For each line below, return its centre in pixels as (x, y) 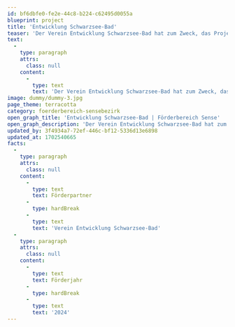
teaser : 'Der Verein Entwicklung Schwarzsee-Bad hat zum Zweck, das (109, 33)
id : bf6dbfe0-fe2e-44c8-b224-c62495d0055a (70, 14)
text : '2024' (51, 313)
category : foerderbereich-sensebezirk (64, 111)
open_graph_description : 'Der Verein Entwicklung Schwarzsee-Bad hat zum (117, 124)
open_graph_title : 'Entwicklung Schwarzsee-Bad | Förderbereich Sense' (114, 117)
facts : (17, 144)
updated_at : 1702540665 (42, 137)
